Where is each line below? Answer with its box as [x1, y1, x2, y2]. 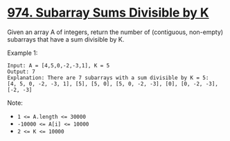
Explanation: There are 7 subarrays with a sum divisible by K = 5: [7, 74, 209, 81]
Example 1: [7, 49, 38, 57]
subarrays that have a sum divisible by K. [7, 35, 125, 43]
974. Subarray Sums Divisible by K [7, 5, 209, 21]
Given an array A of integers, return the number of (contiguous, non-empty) [7, 28, 224, 36]
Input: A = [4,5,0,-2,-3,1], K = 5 [7, 62, 110, 69]
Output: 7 [7, 68, 36, 75]
